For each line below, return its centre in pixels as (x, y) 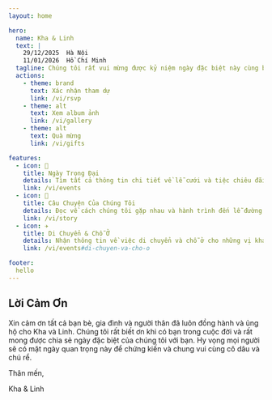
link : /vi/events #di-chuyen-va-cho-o (87, 249)
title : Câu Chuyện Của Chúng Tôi (79, 203)
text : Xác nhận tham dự (70, 91)
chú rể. (20, 357)
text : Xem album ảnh (64, 113)
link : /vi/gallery (61, 121)
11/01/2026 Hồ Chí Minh (65, 61)
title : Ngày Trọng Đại (61, 173)
